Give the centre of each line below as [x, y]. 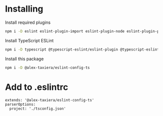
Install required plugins [28, 22]
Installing [24, 9]
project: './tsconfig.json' [38, 108]
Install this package [24, 59]
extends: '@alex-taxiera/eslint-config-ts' [50, 100]
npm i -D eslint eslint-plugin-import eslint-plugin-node [65, 31]
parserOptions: [20, 104]
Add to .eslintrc [37, 87]
